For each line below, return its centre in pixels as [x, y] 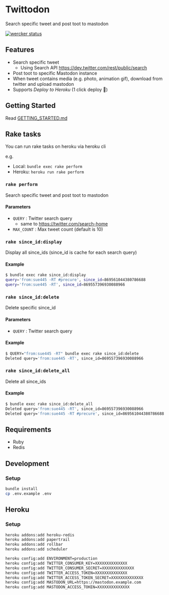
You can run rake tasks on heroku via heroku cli [56, 146]
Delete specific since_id [31, 308]
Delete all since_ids [26, 381]
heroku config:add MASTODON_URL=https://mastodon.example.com [73, 582]
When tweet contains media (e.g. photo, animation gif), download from [88, 79]
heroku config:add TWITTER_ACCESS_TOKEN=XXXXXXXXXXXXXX [66, 573]
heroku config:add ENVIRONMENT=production [51, 559]
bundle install [22, 489]
